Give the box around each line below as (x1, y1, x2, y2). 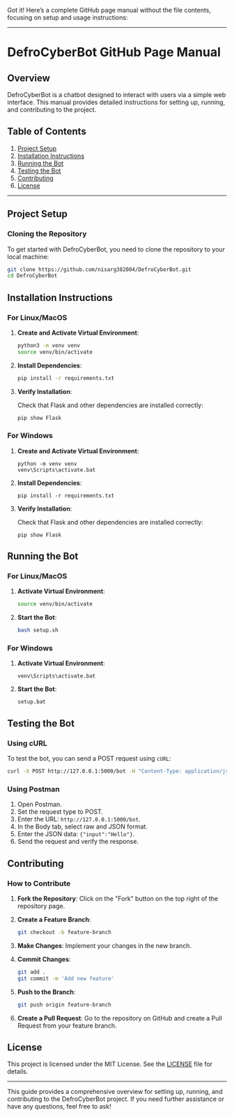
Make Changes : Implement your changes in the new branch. (17, 941, 192, 949)
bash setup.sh (17, 627, 58, 634)
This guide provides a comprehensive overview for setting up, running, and (7, 1088, 223, 1096)
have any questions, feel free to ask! (7, 1102, 111, 1111)
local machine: (7, 252, 49, 261)
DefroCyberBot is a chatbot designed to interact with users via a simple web (7, 91, 226, 98)
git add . (17, 968, 47, 975)
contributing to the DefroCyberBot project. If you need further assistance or (7, 1095, 225, 1103)
